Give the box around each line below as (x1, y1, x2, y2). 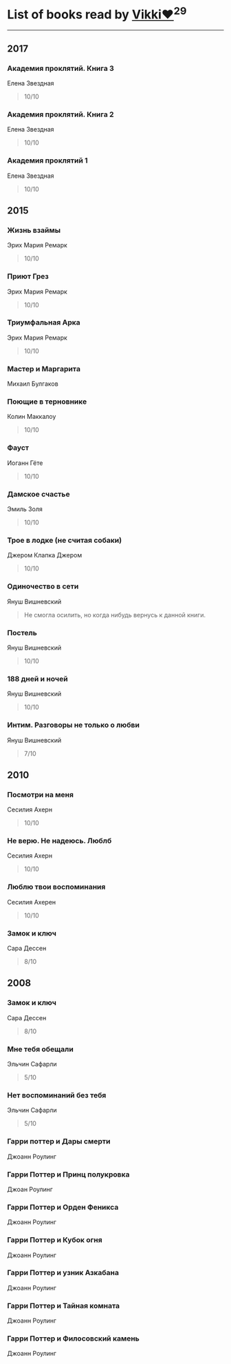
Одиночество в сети (7, 581, 79, 591)
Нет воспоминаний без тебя (7, 1090, 107, 1099)
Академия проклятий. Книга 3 (7, 63, 115, 73)
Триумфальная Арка (7, 318, 80, 327)
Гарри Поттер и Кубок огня (7, 1235, 102, 1245)
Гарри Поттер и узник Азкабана (7, 1268, 119, 1278)
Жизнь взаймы (7, 225, 60, 235)
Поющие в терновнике (7, 397, 87, 406)
